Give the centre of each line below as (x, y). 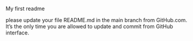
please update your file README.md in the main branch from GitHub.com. (96, 20)
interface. (17, 33)
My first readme (25, 9)
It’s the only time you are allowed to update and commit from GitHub (90, 26)
